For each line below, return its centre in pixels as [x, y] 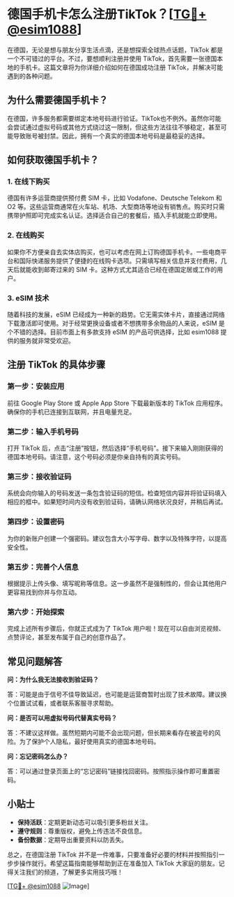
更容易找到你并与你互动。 [44, 592]
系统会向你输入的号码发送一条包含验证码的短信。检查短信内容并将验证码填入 [117, 493]
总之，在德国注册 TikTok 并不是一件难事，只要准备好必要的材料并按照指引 [113, 854]
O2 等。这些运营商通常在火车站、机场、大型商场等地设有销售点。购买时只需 [116, 207]
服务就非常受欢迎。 [47, 341]
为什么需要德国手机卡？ [57, 100]
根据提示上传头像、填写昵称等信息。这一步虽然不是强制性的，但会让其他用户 [117, 583]
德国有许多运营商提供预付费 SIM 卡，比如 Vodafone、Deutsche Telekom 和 [115, 198]
